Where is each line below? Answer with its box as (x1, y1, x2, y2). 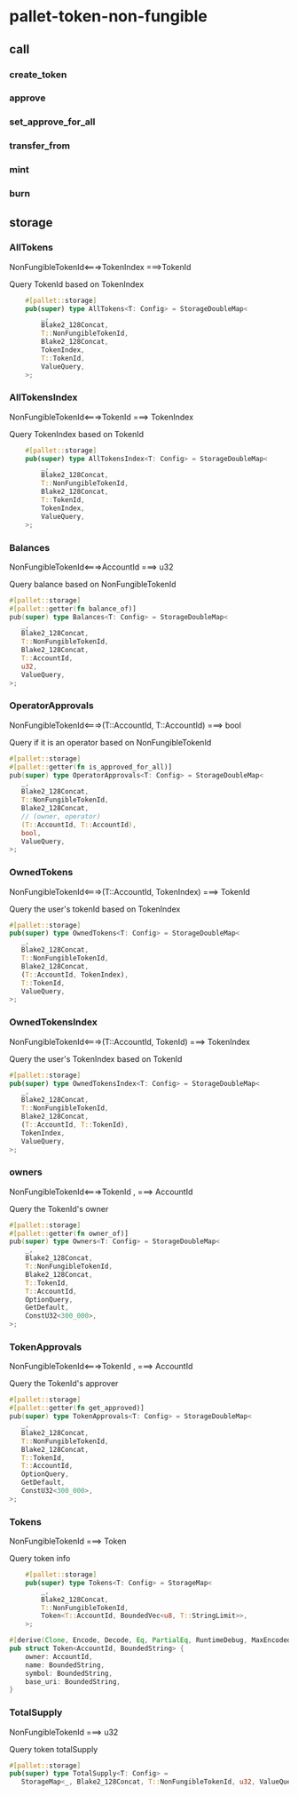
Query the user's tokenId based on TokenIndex (9, 904, 181, 914)
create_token (9, 68, 67, 81)
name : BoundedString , (25, 1660, 105, 1670)
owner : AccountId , (25, 1652, 93, 1661)
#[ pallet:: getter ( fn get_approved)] (9, 1404, 145, 1413)
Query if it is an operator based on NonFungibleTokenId (9, 737, 212, 747)
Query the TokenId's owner (9, 1203, 109, 1214)
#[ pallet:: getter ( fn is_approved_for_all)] (9, 762, 173, 771)
